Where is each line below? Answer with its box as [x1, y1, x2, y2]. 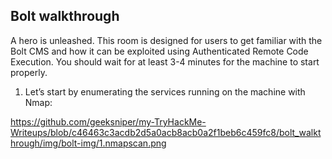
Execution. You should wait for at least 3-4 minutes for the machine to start [10, 55, 320, 68]
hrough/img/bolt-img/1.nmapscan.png [10, 137, 167, 149]
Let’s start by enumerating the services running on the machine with [24, 85, 306, 98]
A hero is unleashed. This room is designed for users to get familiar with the [10, 34, 323, 46]
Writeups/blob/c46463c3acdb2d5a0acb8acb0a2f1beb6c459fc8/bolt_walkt [10, 126, 322, 138]
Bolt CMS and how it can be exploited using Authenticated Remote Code [10, 45, 309, 57]
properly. [10, 66, 48, 78]
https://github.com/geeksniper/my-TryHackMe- [10, 115, 207, 128]
